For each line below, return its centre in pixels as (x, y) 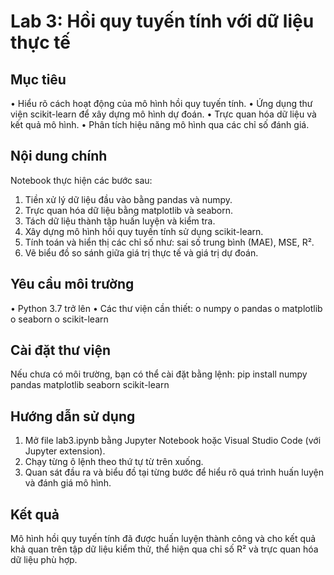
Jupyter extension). (65, 451)
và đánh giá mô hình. (68, 483)
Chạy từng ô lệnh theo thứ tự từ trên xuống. (114, 462)
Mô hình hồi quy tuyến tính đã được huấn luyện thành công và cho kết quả (163, 539)
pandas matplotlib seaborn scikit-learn (90, 385)
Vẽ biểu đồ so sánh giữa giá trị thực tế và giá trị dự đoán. (141, 252)
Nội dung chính (59, 156)
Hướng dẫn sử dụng (73, 416)
